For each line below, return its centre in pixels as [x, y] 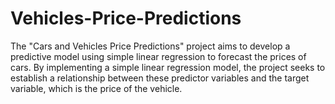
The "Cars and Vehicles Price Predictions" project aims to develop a [150, 46]
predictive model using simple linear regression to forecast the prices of [158, 56]
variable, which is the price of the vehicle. [96, 88]
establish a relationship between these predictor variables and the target [160, 78]
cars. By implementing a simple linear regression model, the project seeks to [168, 67]
